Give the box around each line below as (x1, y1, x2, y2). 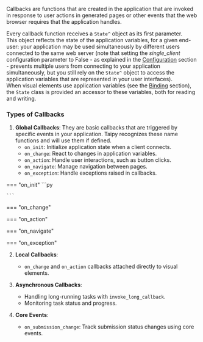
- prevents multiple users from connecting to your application (6, 62, 160, 70)
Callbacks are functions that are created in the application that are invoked (6, 5, 194, 12)
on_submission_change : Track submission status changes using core (24, 323, 194, 330)
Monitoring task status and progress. (24, 299, 117, 307)
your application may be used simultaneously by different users (20, 43, 180, 50)
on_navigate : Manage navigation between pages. (24, 163, 148, 170)
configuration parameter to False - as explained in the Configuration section (6, 56, 197, 63)
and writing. (6, 95, 37, 102)
